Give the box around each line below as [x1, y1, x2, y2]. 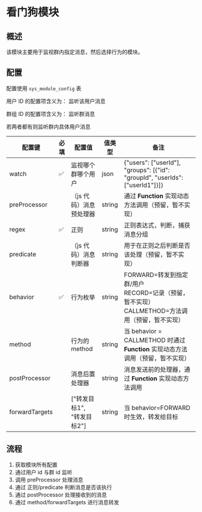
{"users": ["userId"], [124, 158, 182, 166]
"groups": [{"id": [124, 166, 170, 174]
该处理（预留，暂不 [124, 250, 179, 258]
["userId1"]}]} [124, 181, 164, 189]
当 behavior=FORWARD [124, 403, 191, 412]
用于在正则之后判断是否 [124, 241, 191, 249]
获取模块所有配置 [14, 461, 58, 468]
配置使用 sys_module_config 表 [6, 85, 82, 92]
